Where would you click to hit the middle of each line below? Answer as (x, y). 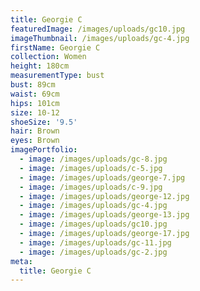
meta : (21, 261)
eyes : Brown (35, 141)
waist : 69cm (35, 94)
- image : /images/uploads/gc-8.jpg (93, 159)
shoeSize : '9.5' (44, 122)
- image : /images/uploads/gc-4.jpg (93, 206)
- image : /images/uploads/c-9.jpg (91, 187)
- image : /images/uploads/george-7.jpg (102, 177)
